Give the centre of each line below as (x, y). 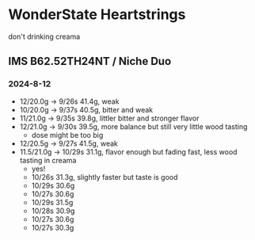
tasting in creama (48, 160)
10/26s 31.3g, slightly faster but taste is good (105, 177)
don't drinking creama (44, 36)
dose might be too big (67, 135)
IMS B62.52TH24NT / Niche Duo (90, 61)
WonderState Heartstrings (97, 15)
